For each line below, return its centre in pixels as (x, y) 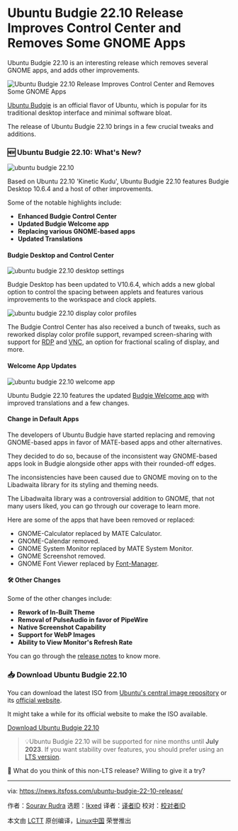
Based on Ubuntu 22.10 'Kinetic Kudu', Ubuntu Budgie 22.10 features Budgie (118, 181)
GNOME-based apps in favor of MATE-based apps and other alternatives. (115, 442)
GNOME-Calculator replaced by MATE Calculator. (90, 533)
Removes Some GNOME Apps (97, 43)
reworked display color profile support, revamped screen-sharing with (110, 335)
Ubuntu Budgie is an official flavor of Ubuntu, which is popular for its (107, 105)
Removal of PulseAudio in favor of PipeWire (83, 620)
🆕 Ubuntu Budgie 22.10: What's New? (74, 152)
